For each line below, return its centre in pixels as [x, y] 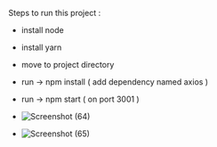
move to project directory [68, 65]
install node [42, 30]
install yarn [41, 47]
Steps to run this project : [55, 13]
